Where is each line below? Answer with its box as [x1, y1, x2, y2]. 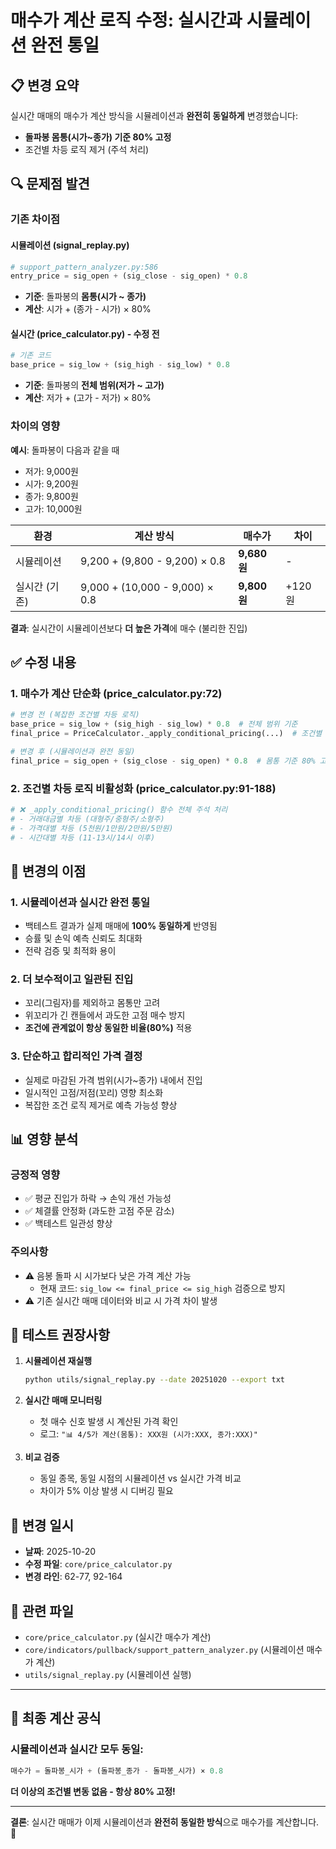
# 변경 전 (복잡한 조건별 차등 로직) [10, 710, 140, 720]
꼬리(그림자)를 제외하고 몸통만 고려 [24, 997, 161, 1009]
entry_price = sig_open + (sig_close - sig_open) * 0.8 [10, 271, 248, 281]
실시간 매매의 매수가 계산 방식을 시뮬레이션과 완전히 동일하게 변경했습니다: [10, 110, 298, 121]
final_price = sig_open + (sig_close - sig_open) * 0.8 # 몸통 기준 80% [10, 756, 316, 766]
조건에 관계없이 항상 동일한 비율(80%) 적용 [24, 1022, 193, 1034]
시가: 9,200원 [24, 477, 79, 490]
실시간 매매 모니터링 [24, 1394, 103, 1406]
